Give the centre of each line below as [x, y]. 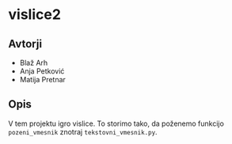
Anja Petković [42, 71]
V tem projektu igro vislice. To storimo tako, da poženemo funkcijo [116, 123]
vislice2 [35, 15]
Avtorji [25, 44]
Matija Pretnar [42, 80]
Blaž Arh [34, 63]
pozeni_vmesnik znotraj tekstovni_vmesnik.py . [83, 131]
